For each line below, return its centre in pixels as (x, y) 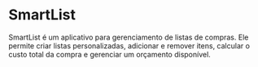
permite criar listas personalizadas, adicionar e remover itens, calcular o (129, 45)
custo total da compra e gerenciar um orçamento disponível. (110, 54)
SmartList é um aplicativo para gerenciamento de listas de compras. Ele (129, 37)
